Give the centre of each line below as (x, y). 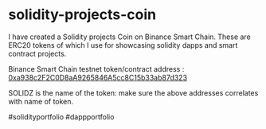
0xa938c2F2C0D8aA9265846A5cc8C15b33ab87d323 (98, 77)
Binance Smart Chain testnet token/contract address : (96, 68)
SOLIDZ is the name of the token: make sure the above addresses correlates (133, 92)
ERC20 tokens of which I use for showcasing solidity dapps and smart (123, 45)
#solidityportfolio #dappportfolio (61, 116)
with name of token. (41, 101)
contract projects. (37, 53)
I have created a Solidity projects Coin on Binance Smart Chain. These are (129, 37)
